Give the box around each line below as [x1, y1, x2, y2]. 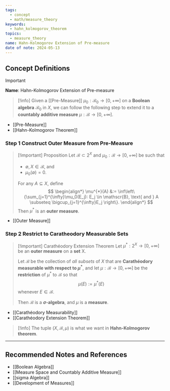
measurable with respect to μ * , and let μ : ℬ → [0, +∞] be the [17, 264, 148, 271]
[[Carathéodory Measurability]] [12, 310, 78, 316]
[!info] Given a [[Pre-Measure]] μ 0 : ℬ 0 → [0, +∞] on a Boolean [17, 98, 150, 105]
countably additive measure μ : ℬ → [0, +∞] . [17, 111, 114, 117]
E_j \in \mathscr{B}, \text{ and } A [89, 194, 159, 200]
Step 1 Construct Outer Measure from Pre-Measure [5, 139, 133, 146]
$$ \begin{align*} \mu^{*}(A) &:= [48, 188, 117, 194]
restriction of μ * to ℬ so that [17, 270, 77, 278]
